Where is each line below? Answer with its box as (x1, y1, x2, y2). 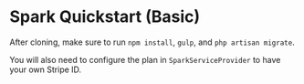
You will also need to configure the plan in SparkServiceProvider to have (9, 54, 281, 65)
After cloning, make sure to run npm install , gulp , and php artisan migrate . (9, 37, 295, 47)
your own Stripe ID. (9, 64, 82, 75)
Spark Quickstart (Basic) (9, 6, 201, 27)
